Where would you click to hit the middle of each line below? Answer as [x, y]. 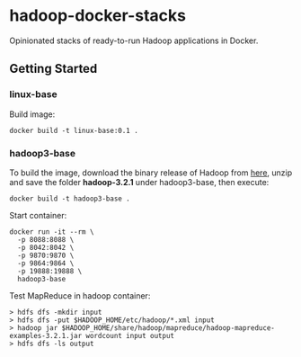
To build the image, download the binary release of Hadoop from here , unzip [151, 173]
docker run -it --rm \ [52, 232]
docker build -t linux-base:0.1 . [74, 130]
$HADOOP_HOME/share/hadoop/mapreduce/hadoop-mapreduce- [168, 328]
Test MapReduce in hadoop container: [80, 295]
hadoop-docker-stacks [98, 16]
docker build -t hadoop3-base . [70, 199]
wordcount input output [130, 335]
